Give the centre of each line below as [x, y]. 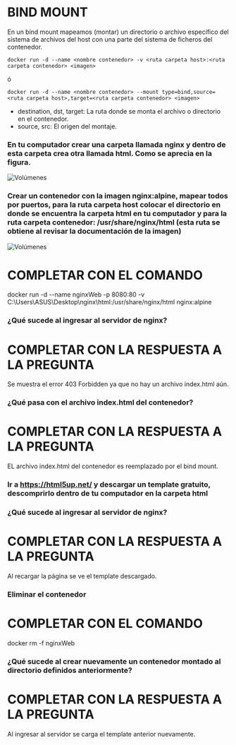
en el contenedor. [43, 119]
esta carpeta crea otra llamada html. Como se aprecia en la [110, 153]
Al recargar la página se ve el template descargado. [82, 576]
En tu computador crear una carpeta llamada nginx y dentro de [117, 144]
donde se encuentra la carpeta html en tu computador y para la [117, 214]
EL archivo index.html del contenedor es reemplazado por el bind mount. [113, 466]
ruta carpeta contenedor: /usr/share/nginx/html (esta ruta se [114, 222]
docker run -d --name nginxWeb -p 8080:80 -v [76, 294]
